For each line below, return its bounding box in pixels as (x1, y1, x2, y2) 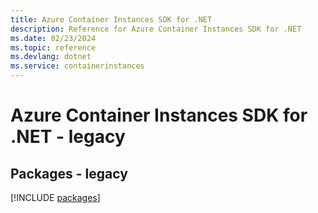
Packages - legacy (10, 165, 128, 182)
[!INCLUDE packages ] (10, 192, 101, 203)
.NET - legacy (10, 126, 126, 148)
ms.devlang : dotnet (10, 52, 92, 62)
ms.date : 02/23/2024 (10, 33, 97, 43)
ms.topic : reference (10, 42, 97, 53)
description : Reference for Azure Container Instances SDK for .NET (10, 24, 302, 34)
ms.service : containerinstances (10, 61, 145, 71)
